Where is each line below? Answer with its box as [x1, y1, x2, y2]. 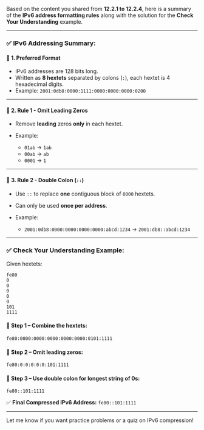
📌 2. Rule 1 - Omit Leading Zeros [6, 107, 88, 114]
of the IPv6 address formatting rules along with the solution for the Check [6, 12, 194, 19]
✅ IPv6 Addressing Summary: [6, 39, 96, 48]
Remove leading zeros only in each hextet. [15, 120, 123, 127]
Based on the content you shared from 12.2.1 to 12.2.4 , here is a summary [6, 5, 191, 12]
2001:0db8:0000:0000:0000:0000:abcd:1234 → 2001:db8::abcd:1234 [24, 225, 191, 233]
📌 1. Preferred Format [6, 54, 61, 62]
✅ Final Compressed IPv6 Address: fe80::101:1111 [6, 399, 137, 406]
